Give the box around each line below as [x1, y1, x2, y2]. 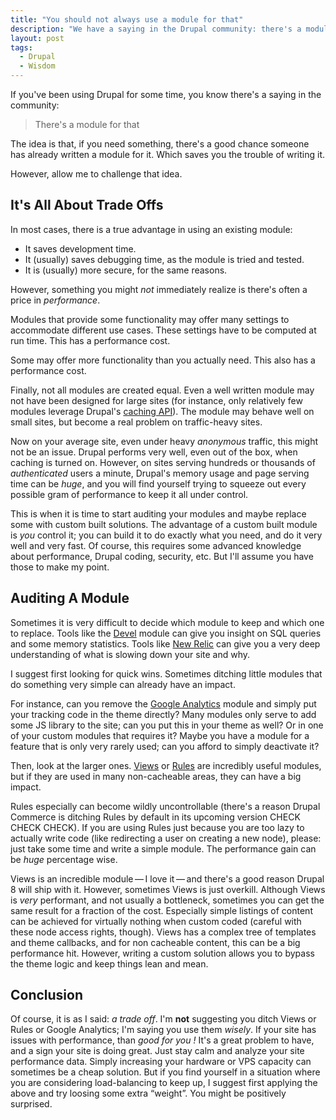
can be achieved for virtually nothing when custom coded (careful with [10, 915, 302, 927]
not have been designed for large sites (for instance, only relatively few [10, 394, 303, 406]
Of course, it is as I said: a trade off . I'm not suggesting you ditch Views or [10, 1013, 317, 1025]
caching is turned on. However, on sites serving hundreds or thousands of [10, 456, 316, 468]
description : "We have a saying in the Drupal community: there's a [10, 24, 302, 34]
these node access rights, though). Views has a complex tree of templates [10, 926, 317, 938]
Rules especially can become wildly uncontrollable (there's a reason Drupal [10, 800, 321, 812]
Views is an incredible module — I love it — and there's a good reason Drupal [10, 872, 325, 885]
